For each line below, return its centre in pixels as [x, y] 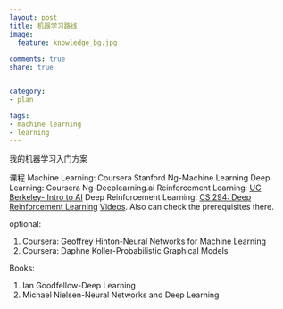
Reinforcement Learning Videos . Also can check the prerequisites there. [141, 207]
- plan [21, 99]
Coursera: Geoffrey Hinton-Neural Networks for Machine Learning [144, 241]
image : [21, 34]
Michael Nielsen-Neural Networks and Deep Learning [121, 295]
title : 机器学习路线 [43, 26]
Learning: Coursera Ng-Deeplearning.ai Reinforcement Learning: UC [135, 188]
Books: [22, 268]
